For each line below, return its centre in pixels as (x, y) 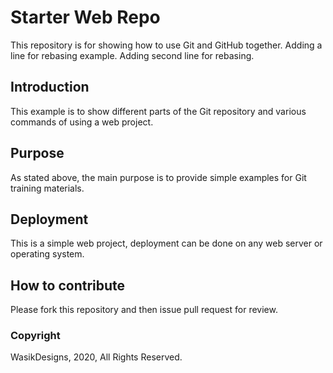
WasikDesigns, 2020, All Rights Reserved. (96, 357)
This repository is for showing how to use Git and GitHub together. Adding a (166, 45)
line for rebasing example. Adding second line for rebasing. (132, 55)
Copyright (35, 336)
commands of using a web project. (82, 122)
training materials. (47, 188)
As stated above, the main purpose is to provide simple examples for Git (158, 177)
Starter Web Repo (85, 17)
